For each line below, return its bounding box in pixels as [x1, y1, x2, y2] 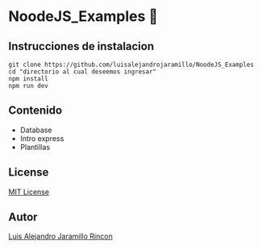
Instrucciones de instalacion [8, 39, 155, 53]
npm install [8, 75, 48, 83]
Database [19, 125, 52, 135]
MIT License [8, 187, 50, 197]
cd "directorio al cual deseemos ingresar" [8, 68, 157, 76]
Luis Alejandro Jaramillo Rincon [8, 231, 113, 241]
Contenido [8, 104, 63, 118]
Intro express [19, 133, 64, 143]
